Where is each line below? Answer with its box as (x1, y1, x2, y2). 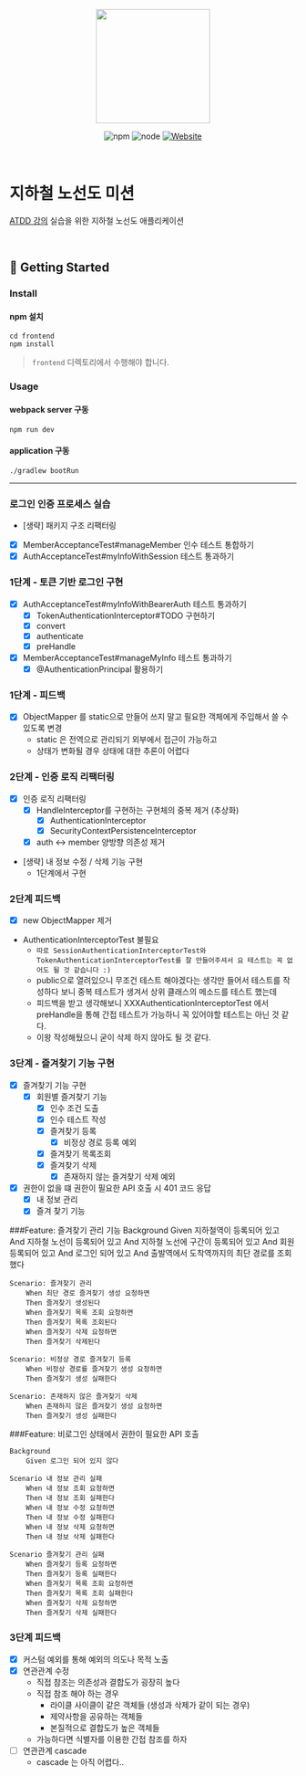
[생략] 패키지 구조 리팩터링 (22, 520, 117, 531)
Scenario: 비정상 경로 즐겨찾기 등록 (9, 1355, 132, 1364)
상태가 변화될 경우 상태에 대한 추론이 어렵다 (36, 745, 189, 757)
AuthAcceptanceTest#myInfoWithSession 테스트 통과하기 (22, 551, 235, 562)
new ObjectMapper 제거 (22, 915, 112, 926)
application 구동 (9, 446, 70, 457)
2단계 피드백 (9, 892, 61, 905)
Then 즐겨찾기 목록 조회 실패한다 (25, 1589, 134, 1598)
